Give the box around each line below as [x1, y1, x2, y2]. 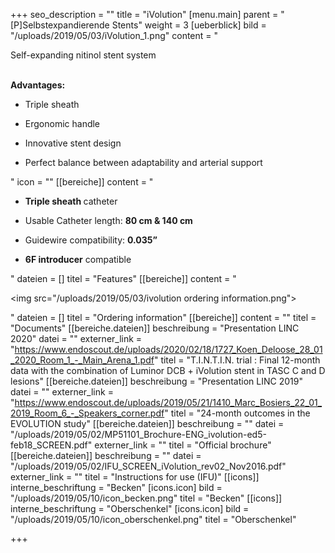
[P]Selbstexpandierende [10, 19, 110, 31]
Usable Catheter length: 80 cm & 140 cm [24, 215, 193, 226]
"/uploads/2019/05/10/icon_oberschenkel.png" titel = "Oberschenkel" [10, 514, 297, 525]
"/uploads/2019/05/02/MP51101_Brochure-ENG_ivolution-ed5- [10, 429, 267, 440]
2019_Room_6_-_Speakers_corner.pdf [10, 407, 165, 419]
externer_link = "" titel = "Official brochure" [94, 439, 272, 451]
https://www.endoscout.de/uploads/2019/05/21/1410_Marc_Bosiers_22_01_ [14, 397, 323, 408]
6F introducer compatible [24, 254, 132, 265]
